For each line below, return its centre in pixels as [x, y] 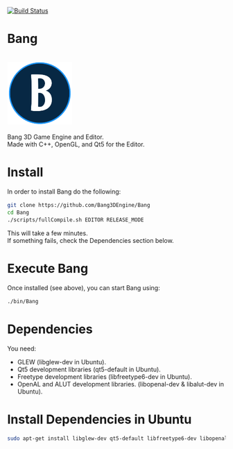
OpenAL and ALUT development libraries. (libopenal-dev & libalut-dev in [120, 384]
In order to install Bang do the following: [64, 192]
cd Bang [18, 212]
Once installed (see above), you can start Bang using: [84, 287]
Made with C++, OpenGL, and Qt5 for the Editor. [76, 144]
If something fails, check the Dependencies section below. [91, 240]
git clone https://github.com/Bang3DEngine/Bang [79, 205]
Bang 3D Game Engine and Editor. [55, 137]
